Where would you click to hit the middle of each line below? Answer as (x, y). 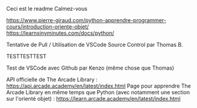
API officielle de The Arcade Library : (52, 79)
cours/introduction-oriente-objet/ (48, 27)
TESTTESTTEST (27, 56)
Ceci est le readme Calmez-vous (47, 9)
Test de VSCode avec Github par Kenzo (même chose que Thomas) (90, 68)
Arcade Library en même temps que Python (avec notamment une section (98, 92)
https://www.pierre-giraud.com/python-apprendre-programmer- (86, 20)
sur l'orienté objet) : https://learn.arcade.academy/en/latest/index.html (93, 99)
